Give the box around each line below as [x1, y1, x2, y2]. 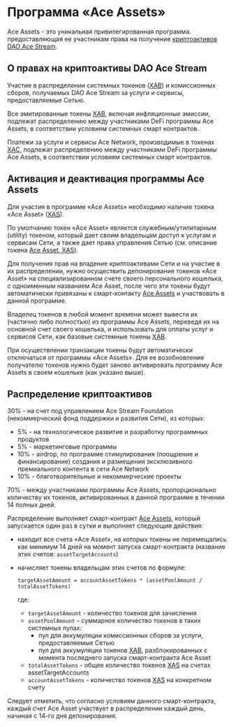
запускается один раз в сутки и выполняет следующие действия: [7, 521, 204, 530]
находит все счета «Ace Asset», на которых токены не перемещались [17, 535, 227, 544]
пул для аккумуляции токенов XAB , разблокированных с [38, 646, 208, 654]
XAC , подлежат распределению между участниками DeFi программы [7, 145, 217, 154]
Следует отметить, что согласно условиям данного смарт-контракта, [7, 697, 217, 705]
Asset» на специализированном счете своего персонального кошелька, [7, 274, 224, 282]
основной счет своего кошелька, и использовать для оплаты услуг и [7, 324, 214, 333]
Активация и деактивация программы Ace [7, 173, 205, 185]
